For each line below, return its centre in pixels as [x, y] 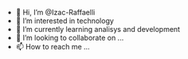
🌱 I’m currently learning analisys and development [98, 29]
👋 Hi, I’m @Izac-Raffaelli [55, 12]
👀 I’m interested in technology [65, 21]
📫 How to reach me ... [53, 47]
